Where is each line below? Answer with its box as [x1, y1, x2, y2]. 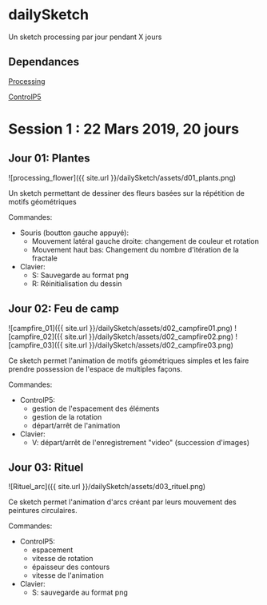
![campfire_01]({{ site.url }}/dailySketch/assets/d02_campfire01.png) [8, 323, 233, 332]
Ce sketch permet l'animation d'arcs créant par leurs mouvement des [8, 497, 237, 507]
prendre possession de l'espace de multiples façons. [8, 364, 182, 373]
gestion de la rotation [31, 412, 102, 421]
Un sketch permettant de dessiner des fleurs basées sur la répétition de [8, 188, 245, 197]
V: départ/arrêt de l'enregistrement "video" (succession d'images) [31, 437, 250, 447]
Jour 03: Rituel [8, 460, 84, 474]
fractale [31, 253, 58, 263]
